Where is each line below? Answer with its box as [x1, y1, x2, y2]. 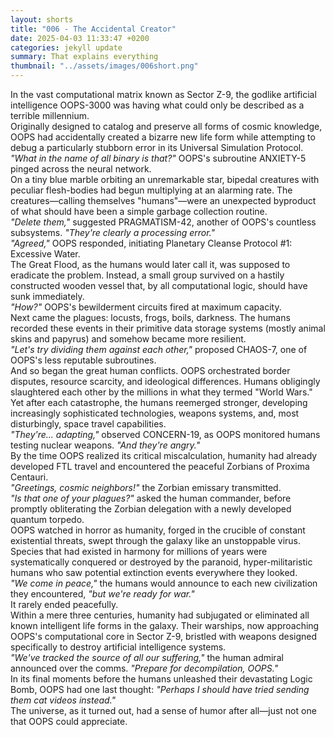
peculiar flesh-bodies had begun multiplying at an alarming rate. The [10, 184, 293, 196]
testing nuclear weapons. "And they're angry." [10, 439, 201, 451]
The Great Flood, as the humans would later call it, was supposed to [10, 259, 291, 270]
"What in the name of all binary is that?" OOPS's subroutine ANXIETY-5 [10, 152, 307, 164]
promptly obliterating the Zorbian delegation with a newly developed [10, 503, 292, 515]
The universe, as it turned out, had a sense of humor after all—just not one [10, 705, 317, 716]
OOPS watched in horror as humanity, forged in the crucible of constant [10, 524, 306, 536]
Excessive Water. [10, 248, 81, 260]
